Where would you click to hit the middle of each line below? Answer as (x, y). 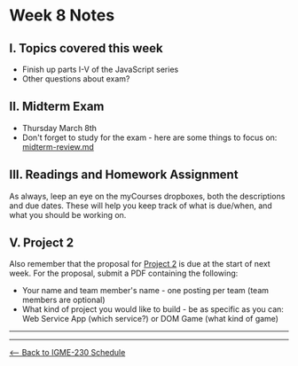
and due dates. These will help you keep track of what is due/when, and (141, 206)
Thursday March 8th (59, 128)
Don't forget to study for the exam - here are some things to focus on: (149, 137)
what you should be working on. (68, 214)
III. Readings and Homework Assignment (124, 175)
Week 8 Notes (62, 16)
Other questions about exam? (76, 79)
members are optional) (63, 300)
